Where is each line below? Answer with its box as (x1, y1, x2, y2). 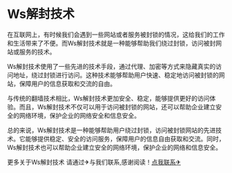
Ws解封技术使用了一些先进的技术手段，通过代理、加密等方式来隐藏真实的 (7, 62, 216, 70)
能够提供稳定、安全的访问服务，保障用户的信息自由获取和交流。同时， (25, 134, 225, 143)
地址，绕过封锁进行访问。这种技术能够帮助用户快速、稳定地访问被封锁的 (12, 70, 219, 79)
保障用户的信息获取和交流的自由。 (19, 79, 116, 88)
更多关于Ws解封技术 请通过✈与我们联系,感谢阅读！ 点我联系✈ (7, 158, 182, 166)
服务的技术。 (19, 48, 56, 56)
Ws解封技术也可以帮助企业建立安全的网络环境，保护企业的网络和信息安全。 (7, 143, 222, 152)
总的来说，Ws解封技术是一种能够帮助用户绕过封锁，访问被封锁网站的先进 (7, 125, 216, 134)
